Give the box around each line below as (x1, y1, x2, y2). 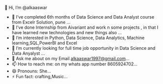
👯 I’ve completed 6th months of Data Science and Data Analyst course (11, 14, 155, 20)
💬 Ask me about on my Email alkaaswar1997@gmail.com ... (11, 56, 130, 61)
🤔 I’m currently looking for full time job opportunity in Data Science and (11, 45, 156, 51)
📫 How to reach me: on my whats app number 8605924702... (11, 61, 138, 67)
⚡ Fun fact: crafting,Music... (11, 74, 68, 79)
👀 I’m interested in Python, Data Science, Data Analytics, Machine (11, 35, 145, 41)
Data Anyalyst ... (11, 50, 45, 56)
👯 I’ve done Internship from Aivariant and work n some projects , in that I (11, 24, 159, 30)
